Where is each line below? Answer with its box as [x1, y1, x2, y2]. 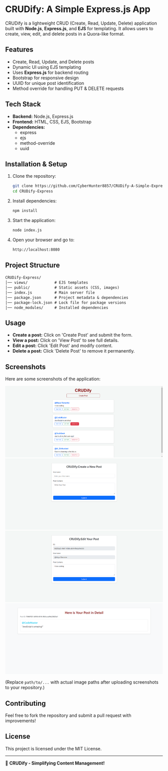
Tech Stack [5, 100, 41, 108]
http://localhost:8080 [12, 247, 60, 252]
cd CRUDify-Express [12, 189, 53, 194]
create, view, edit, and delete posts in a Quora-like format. [5, 31, 125, 37]
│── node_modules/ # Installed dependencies [5, 305, 108, 310]
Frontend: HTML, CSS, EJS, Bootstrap [12, 119, 91, 125]
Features [5, 45, 33, 54]
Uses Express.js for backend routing [12, 69, 88, 75]
